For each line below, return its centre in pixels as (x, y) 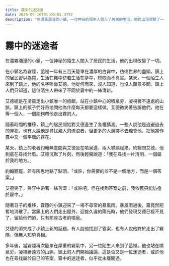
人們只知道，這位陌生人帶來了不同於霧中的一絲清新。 (60, 90)
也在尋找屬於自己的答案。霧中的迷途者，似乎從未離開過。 (65, 258)
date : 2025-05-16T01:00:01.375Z (39, 15)
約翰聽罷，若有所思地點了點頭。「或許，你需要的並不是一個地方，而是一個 (81, 171)
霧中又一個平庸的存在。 (29, 137)
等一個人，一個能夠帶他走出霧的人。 (43, 114)
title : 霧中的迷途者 (24, 10)
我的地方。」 (22, 161)
